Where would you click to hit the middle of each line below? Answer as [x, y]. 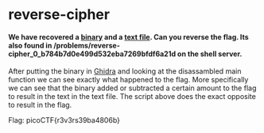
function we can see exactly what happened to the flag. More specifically [128, 80]
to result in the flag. [40, 105]
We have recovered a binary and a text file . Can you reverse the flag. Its [128, 36]
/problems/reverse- [87, 45]
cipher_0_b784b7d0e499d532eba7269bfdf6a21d [92, 54]
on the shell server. [210, 54]
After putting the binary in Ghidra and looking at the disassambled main [125, 71]
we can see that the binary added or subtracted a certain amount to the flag [132, 88]
